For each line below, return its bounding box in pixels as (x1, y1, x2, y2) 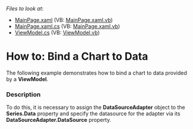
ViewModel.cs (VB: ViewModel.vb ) (14, 29, 100, 36)
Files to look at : (6, 5, 44, 12)
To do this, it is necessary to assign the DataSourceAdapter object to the (6, 104, 185, 111)
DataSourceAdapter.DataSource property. (6, 117, 112, 124)
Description (6, 90, 41, 98)
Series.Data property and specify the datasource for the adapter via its (6, 110, 181, 117)
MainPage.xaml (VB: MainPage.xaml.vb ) (14, 17, 113, 23)
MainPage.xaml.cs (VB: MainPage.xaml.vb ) (14, 23, 121, 30)
